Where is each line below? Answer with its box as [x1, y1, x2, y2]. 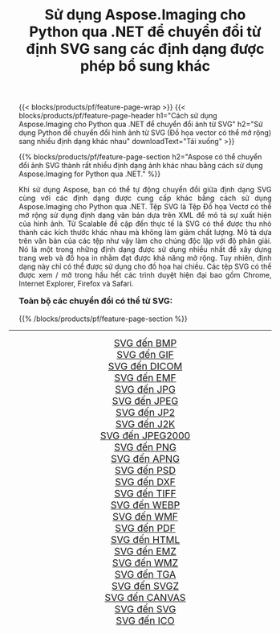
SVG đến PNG [113, 441, 177, 454]
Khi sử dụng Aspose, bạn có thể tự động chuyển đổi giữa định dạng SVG [18, 185, 272, 195]
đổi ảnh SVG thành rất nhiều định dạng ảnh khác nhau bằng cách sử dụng [18, 161, 263, 171]
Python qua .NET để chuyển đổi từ [29, 23, 262, 41]
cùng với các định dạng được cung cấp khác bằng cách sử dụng [18, 193, 272, 203]
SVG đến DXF [114, 475, 177, 488]
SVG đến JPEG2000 [99, 429, 191, 442]
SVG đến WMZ [112, 557, 179, 569]
